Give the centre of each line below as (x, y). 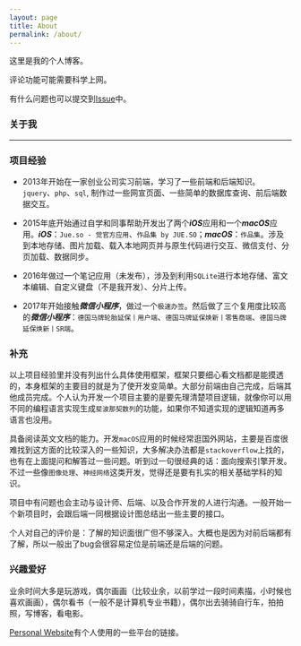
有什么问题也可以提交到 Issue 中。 (70, 99)
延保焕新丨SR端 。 (50, 328)
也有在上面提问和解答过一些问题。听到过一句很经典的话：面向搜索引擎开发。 (150, 461)
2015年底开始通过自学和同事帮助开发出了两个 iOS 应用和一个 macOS (146, 223)
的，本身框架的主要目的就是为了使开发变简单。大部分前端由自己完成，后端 (146, 386)
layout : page (34, 17)
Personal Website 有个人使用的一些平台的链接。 (96, 632)
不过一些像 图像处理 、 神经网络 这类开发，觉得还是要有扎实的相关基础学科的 (142, 472)
